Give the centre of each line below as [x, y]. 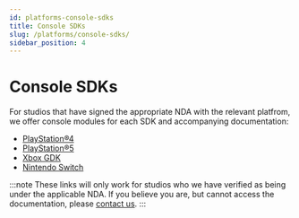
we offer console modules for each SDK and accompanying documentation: [149, 121]
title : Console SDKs [48, 26]
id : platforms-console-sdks [62, 17]
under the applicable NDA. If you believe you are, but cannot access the [142, 195]
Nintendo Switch [53, 168]
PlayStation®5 [48, 148]
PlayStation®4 [48, 139]
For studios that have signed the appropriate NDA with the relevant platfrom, [150, 112]
